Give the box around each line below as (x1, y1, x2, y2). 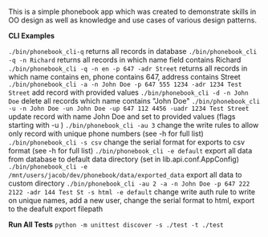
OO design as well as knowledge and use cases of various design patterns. (8, 15, 257, 25)
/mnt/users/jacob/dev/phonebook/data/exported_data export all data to (8, 170, 242, 179)
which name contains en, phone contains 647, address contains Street (8, 72, 241, 81)
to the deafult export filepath (8, 204, 104, 214)
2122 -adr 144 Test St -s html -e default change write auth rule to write (8, 187, 255, 196)
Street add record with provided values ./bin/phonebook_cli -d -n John (8, 88, 249, 97)
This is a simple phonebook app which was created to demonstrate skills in (8, 7, 257, 16)
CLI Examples (8, 31, 55, 40)
